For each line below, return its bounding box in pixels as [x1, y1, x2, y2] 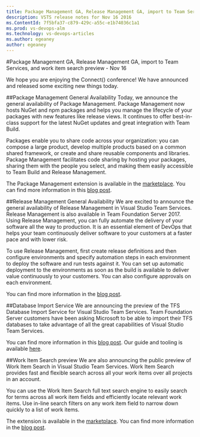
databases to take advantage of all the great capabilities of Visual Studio [6, 320, 184, 328]
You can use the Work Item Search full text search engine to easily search [6, 387, 187, 394]
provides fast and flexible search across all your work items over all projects [6, 369, 193, 376]
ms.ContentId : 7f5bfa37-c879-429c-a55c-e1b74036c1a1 [6, 20, 140, 26]
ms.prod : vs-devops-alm [6, 25, 65, 32]
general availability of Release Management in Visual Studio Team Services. [6, 204, 192, 211]
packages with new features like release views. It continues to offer [6, 112, 171, 120]
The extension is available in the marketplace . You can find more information [6, 417, 194, 425]
